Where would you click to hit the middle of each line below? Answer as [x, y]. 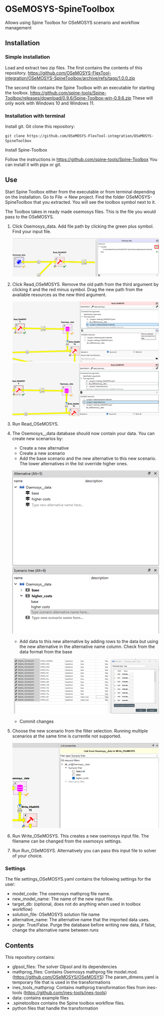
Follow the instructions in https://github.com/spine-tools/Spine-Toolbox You [81, 159]
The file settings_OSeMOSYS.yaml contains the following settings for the [78, 879]
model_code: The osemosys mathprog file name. [61, 894]
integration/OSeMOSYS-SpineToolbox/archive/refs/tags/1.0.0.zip [70, 78]
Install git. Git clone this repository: [40, 126]
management [18, 27]
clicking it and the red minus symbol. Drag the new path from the [77, 289]
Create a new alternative [44, 448]
